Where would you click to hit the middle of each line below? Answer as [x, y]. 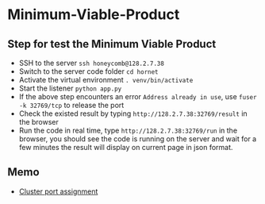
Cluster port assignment [58, 191]
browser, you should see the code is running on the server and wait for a [138, 139]
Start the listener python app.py [70, 88]
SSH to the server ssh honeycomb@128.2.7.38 [91, 63]
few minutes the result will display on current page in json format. [126, 147]
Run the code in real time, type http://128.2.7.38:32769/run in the [128, 130]
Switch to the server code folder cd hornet [89, 71]
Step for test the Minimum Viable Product [112, 44]
